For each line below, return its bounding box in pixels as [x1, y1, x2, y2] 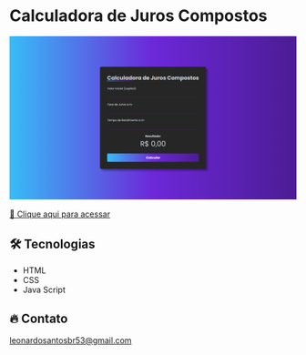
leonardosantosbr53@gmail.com [9, 335, 132, 346]
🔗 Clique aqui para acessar [9, 208, 111, 219]
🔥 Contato [9, 310, 68, 326]
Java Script [22, 284, 66, 296]
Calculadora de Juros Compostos [9, 5, 268, 26]
